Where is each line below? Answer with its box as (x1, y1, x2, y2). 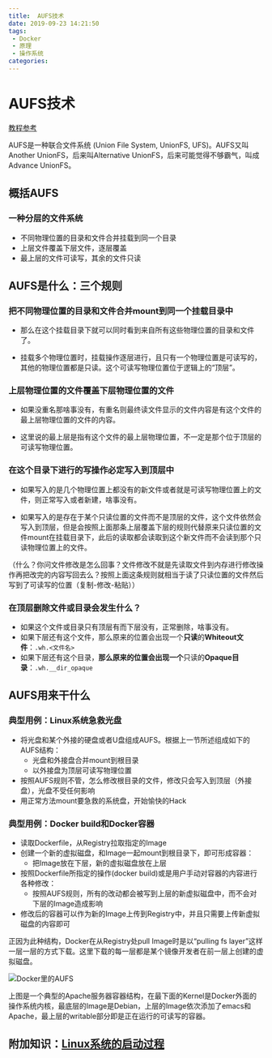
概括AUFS (8, 186, 59, 200)
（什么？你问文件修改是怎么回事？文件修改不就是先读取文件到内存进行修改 (8, 559, 257, 569)
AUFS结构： (19, 745, 61, 755)
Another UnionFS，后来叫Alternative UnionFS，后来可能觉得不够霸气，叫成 (8, 150, 260, 160)
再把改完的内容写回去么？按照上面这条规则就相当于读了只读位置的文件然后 (15, 569, 264, 580)
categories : (8, 58, 49, 66)
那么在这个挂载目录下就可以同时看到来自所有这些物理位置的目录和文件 (19, 325, 255, 335)
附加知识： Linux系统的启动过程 (8, 1037, 164, 1051)
